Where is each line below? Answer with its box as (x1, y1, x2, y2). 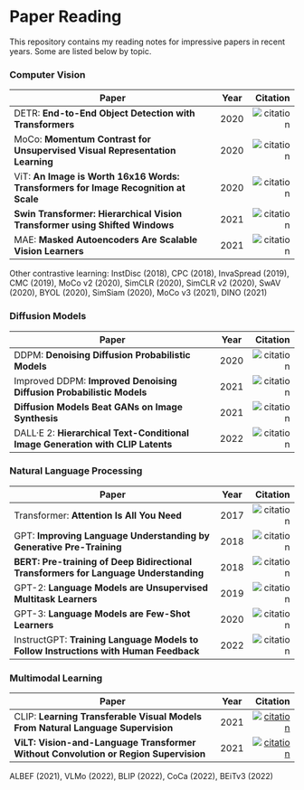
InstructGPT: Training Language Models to (14, 633, 199, 645)
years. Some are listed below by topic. (9, 45, 152, 56)
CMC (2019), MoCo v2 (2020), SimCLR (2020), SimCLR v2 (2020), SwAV (9, 277, 281, 288)
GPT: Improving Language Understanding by (14, 529, 210, 541)
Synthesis (14, 411, 59, 424)
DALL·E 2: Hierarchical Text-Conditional (14, 427, 190, 439)
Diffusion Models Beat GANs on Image (14, 400, 183, 413)
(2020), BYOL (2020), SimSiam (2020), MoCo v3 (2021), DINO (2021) (9, 287, 268, 298)
